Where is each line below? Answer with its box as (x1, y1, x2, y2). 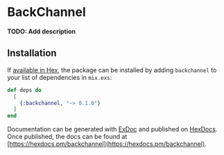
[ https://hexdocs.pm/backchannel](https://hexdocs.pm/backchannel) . (7, 140, 207, 148)
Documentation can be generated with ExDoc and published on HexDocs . (7, 125, 218, 133)
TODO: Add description (7, 27, 76, 35)
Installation (7, 47, 57, 59)
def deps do (7, 86, 42, 94)
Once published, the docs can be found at (7, 133, 128, 141)
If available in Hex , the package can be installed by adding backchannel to (7, 65, 217, 74)
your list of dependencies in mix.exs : (7, 73, 112, 81)
